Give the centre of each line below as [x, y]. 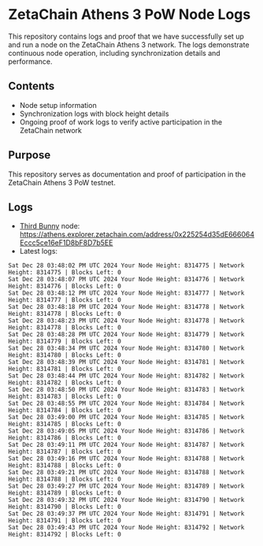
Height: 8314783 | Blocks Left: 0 [65, 397]
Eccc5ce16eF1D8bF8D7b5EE [66, 243]
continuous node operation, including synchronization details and [114, 53]
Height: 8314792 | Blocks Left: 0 [65, 535]
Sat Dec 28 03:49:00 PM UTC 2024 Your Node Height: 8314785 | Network [126, 418]
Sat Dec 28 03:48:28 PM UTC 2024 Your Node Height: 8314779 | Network [126, 335]
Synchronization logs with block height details [94, 113]
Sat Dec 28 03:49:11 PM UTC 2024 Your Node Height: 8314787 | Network [126, 445]
